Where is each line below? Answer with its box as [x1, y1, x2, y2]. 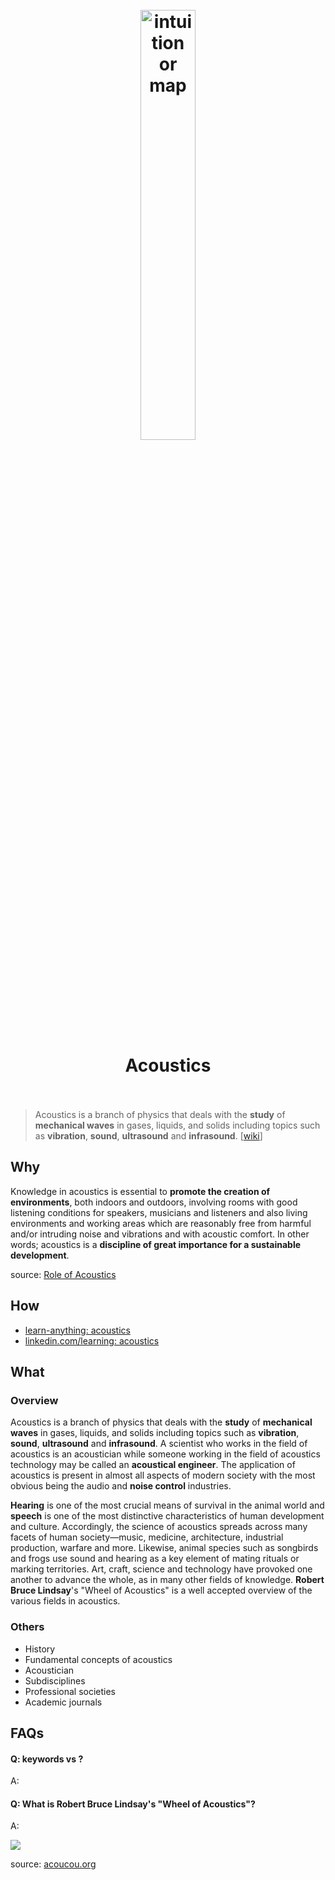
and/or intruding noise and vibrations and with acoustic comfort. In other [10, 1228, 310, 1240]
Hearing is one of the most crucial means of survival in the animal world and [10, 1499, 325, 1512]
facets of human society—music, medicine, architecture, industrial [10, 1531, 284, 1543]
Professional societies [24, 1685, 116, 1697]
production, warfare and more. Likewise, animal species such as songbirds [10, 1542, 319, 1554]
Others [10, 1620, 45, 1634]
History [24, 1643, 56, 1655]
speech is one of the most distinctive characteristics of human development [10, 1510, 325, 1522]
